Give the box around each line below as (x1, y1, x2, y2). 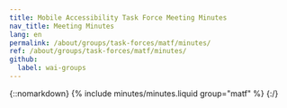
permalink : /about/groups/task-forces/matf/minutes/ (9, 38, 211, 48)
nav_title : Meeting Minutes (9, 22, 115, 31)
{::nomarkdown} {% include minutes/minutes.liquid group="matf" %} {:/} (9, 87, 279, 99)
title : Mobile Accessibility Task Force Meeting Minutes (9, 13, 228, 22)
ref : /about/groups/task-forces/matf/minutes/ (9, 47, 187, 56)
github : (9, 55, 39, 64)
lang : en (9, 30, 42, 39)
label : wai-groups (17, 64, 87, 73)
